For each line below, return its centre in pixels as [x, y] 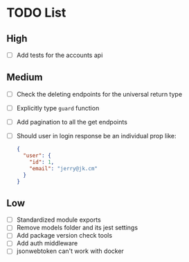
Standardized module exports [58, 220]
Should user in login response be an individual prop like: [97, 136]
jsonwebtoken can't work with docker [70, 251]
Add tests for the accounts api [60, 55]
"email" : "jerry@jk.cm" [63, 168]
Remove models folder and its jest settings [77, 228]
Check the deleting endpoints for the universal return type [99, 94]
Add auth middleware [47, 243]
